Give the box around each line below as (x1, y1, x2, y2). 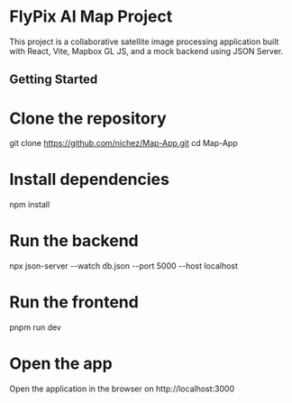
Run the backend (9, 231, 139, 252)
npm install (9, 199, 50, 210)
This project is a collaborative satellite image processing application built (9, 36, 279, 47)
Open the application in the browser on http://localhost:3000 (9, 383, 235, 394)
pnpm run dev (9, 322, 61, 333)
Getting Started (9, 72, 98, 87)
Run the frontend (9, 292, 140, 313)
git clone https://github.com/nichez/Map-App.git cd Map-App (9, 138, 239, 149)
